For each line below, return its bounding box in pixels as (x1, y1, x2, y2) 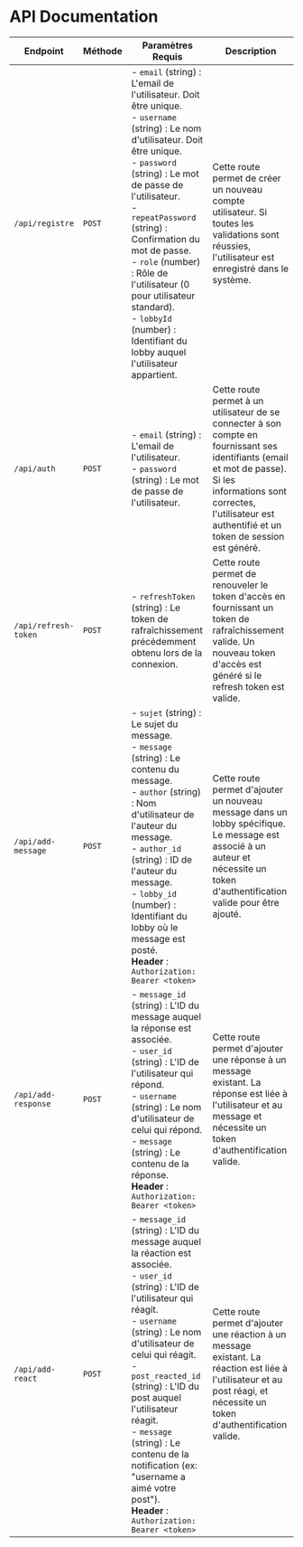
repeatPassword (131, 212, 197, 222)
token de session (212, 530, 285, 542)
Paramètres (142, 39, 194, 52)
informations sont (212, 485, 287, 497)
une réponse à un (212, 1053, 287, 1066)
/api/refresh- (14, 620, 75, 630)
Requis (151, 50, 183, 62)
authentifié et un (212, 518, 282, 531)
